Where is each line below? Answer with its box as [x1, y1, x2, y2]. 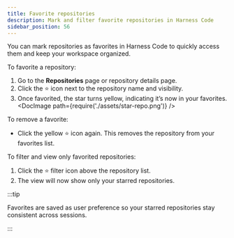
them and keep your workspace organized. [7, 49, 131, 58]
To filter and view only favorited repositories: [7, 152, 136, 161]
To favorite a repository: [7, 63, 77, 72]
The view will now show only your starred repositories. [17, 177, 175, 185]
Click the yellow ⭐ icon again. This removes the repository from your [17, 129, 215, 138]
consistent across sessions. [7, 211, 87, 219]
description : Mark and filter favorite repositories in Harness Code [7, 17, 214, 24]
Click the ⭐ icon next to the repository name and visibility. [17, 84, 184, 93]
